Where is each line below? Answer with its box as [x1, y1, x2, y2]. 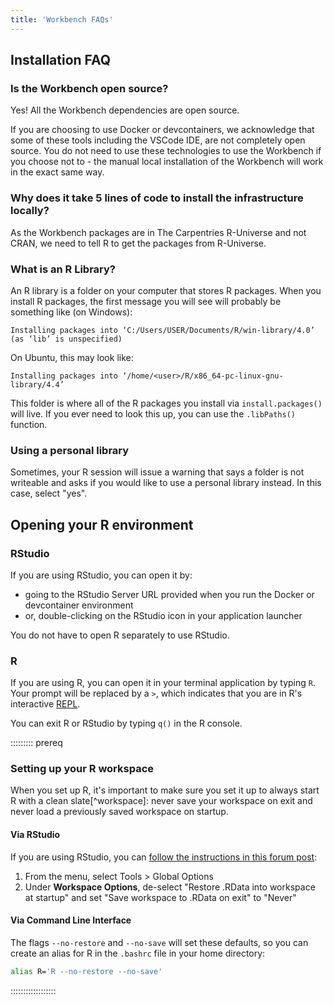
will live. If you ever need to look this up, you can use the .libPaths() [10, 407, 296, 420]
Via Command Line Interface [10, 914, 132, 926]
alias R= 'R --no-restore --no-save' [10, 966, 163, 976]
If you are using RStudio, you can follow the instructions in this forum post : [10, 851, 318, 863]
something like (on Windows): [10, 306, 133, 318]
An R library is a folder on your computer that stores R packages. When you [10, 284, 322, 296]
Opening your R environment [10, 516, 194, 533]
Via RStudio [10, 829, 61, 841]
